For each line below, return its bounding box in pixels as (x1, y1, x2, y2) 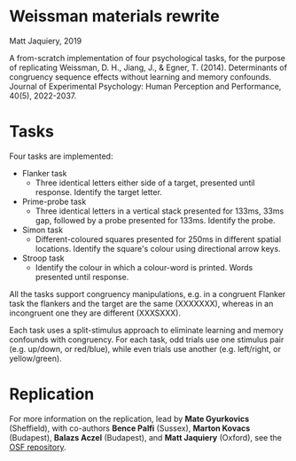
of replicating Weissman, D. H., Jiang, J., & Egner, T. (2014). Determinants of (9, 62, 288, 73)
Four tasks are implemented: (9, 151, 113, 161)
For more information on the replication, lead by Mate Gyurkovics (9, 413, 250, 424)
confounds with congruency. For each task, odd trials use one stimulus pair (9, 334, 284, 345)
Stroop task (21, 253, 65, 263)
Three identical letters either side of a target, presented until (35, 177, 255, 188)
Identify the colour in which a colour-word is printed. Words (35, 262, 253, 272)
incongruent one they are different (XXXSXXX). (9, 308, 182, 318)
